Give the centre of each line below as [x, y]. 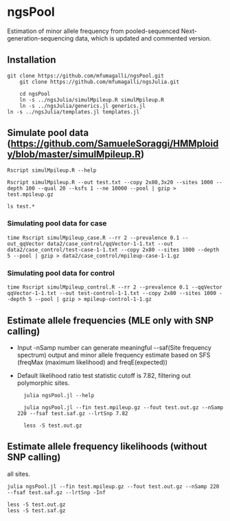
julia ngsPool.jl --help [59, 395]
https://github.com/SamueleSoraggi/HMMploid [115, 144]
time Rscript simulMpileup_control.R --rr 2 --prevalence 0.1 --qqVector [115, 287]
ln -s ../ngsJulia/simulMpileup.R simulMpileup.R [92, 100]
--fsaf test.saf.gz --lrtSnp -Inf [57, 492]
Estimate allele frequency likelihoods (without [107, 446]
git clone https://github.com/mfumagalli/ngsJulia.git [100, 82]
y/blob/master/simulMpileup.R [74, 154]
